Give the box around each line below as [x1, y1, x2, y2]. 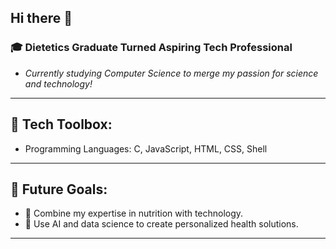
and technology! [24, 77, 93, 90]
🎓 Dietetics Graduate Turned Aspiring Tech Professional [10, 41, 293, 55]
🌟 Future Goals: [10, 181, 108, 198]
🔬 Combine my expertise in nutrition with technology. [24, 207, 244, 220]
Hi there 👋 [10, 10, 73, 27]
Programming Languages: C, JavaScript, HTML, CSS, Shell [24, 142, 268, 155]
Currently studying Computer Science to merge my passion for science [24, 67, 319, 79]
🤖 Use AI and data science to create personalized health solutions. [24, 218, 299, 230]
